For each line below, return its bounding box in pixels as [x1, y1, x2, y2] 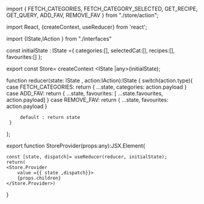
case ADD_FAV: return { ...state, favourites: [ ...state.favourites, [6, 90, 163, 97]
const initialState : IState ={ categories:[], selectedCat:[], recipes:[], [6, 47, 175, 54]
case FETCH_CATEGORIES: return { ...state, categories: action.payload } [6, 83, 187, 90]
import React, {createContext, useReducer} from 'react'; [6, 24, 147, 30]
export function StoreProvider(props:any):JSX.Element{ [6, 142, 146, 149]
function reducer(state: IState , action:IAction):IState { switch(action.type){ [6, 77, 193, 84]
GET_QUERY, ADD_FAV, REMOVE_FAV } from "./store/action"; [6, 12, 159, 19]
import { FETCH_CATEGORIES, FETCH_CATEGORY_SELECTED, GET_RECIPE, [6, 5, 198, 12]
